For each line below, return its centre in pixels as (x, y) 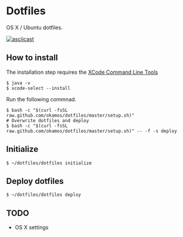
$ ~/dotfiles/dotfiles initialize (49, 163)
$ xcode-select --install (38, 88)
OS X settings (32, 227)
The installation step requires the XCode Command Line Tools (82, 72)
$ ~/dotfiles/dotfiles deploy (44, 195)
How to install (32, 58)
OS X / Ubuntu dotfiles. (35, 27)
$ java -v (18, 83)
